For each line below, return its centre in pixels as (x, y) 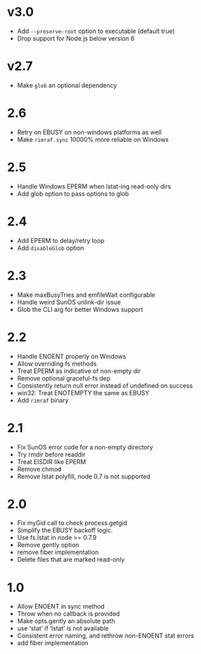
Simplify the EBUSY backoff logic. (65, 530)
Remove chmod (39, 469)
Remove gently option (48, 545)
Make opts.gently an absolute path (66, 621)
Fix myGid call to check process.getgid (72, 523)
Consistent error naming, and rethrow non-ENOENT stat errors (105, 636)
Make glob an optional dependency (67, 85)
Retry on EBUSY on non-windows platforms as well (89, 132)
